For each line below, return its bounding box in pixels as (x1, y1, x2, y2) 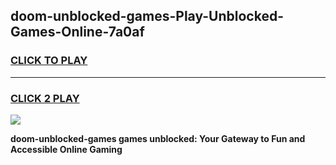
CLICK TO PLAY (10, 54, 88, 68)
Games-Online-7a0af (10, 24, 145, 41)
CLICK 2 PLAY (10, 91, 80, 105)
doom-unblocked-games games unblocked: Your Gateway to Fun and (10, 132, 306, 144)
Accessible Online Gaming (10, 143, 123, 155)
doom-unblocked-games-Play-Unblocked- (10, 8, 284, 25)
